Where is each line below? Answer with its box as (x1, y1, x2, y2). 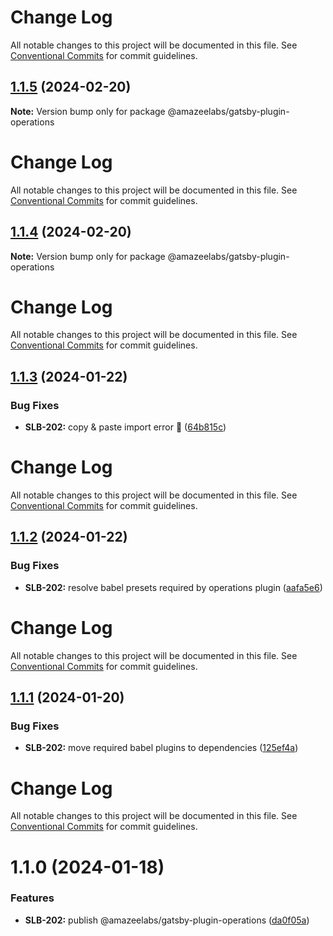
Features (10, 891, 55, 905)
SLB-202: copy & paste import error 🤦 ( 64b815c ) (24, 421, 227, 433)
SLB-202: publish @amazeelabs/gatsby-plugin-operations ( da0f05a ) (24, 914, 310, 926)
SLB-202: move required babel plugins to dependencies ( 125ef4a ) (24, 742, 299, 754)
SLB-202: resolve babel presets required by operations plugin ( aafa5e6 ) (24, 581, 323, 593)
